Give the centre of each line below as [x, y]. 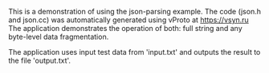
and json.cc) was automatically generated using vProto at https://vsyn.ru [128, 20]
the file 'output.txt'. [39, 60]
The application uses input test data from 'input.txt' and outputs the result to [134, 52]
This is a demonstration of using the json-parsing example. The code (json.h [134, 12]
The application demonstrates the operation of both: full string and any [125, 28]
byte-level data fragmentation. [59, 36]
